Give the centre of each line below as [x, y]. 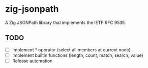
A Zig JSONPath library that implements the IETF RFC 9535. [66, 23]
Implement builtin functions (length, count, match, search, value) [78, 55]
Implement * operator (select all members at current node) [72, 49]
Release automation [32, 61]
